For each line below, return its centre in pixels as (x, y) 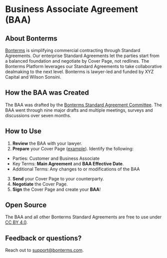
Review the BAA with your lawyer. (47, 143)
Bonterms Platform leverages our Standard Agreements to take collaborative (83, 66)
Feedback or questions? (43, 238)
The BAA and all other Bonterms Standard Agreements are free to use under (83, 217)
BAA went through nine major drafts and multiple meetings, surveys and (79, 110)
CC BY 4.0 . (16, 222)
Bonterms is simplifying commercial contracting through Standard (73, 50)
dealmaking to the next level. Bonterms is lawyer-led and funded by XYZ (80, 72)
